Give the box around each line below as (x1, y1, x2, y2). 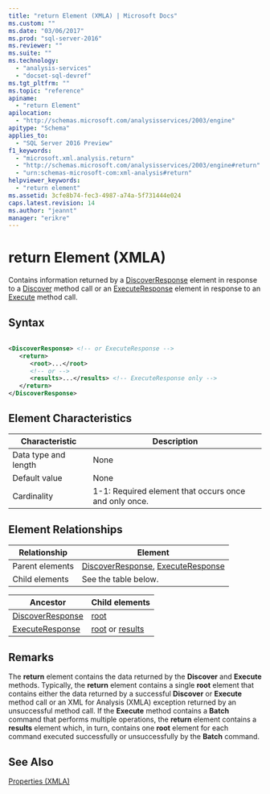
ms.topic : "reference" (8, 86, 84, 95)
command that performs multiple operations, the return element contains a (8, 714, 257, 725)
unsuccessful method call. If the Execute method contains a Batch (8, 706, 230, 716)
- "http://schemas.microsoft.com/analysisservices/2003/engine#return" (15, 162, 261, 170)
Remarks (8, 651, 55, 664)
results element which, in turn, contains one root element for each (8, 723, 229, 733)
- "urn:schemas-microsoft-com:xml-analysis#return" (15, 169, 193, 177)
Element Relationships (8, 523, 123, 536)
